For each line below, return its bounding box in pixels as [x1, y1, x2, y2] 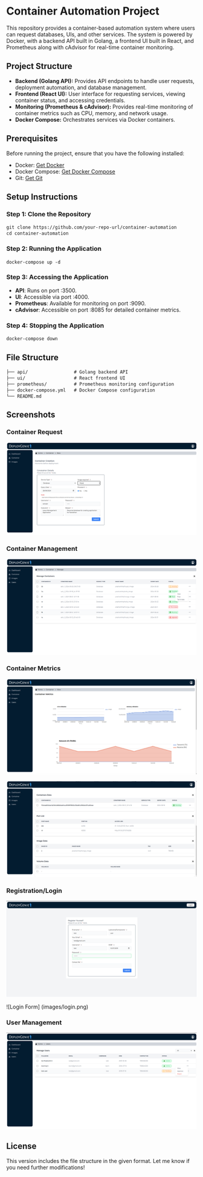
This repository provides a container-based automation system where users [6, 24, 195, 32]
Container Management [6, 544, 78, 553]
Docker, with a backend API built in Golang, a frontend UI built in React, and [6, 37, 195, 44]
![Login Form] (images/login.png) [6, 1003, 89, 1010]
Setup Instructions [6, 192, 78, 202]
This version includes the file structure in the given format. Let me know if [6, 1157, 190, 1164]
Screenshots [6, 410, 56, 420]
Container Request [6, 428, 63, 436]
